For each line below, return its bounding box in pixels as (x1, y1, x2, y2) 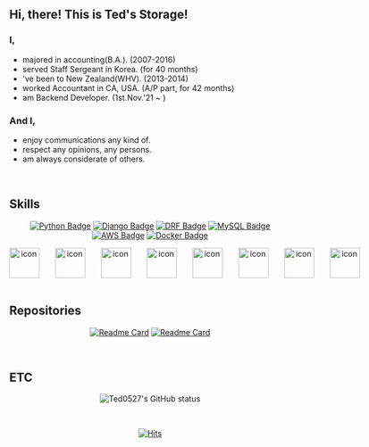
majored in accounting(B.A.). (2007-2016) (21, 54, 176, 65)
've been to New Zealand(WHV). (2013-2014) (21, 73, 189, 84)
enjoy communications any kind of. (21, 134, 151, 145)
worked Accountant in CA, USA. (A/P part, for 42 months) (21, 82, 235, 93)
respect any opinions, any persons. (21, 144, 152, 154)
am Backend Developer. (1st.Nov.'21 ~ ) (21, 92, 167, 103)
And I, (9, 114, 36, 127)
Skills (9, 196, 40, 212)
